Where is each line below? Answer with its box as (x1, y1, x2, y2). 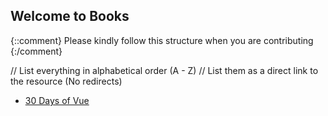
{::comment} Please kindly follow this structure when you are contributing (10, 34, 314, 46)
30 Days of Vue (24, 94, 90, 106)
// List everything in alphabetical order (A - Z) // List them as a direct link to (10, 64, 319, 76)
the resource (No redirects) (10, 75, 123, 87)
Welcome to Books (10, 8, 130, 25)
